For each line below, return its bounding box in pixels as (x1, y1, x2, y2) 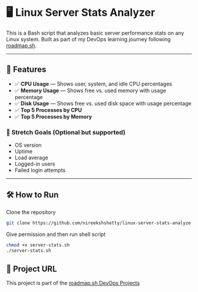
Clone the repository (6, 208, 56, 215)
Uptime (14, 148, 33, 155)
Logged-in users (14, 160, 55, 168)
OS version (14, 142, 42, 149)
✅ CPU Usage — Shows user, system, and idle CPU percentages (14, 80, 173, 87)
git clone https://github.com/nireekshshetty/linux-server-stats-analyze (6, 220, 192, 226)
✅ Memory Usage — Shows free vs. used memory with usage (14, 87, 166, 94)
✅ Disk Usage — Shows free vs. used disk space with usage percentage (14, 100, 192, 107)
